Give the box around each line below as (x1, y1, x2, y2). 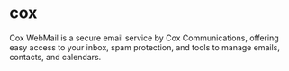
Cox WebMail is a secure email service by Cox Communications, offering (9, 32, 279, 43)
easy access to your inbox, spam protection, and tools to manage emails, (9, 41, 281, 52)
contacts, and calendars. (9, 51, 102, 62)
